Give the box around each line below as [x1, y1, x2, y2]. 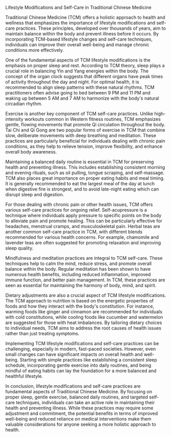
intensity [5, 116, 24, 122]
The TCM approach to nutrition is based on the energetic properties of [5, 298, 154, 303]
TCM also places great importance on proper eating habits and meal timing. [5, 175, 165, 181]
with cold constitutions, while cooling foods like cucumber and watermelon [5, 314, 163, 320]
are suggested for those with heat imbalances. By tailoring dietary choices [5, 319, 162, 326]
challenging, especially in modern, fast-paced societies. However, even [5, 346, 156, 352]
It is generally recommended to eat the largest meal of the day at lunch [5, 181, 155, 186]
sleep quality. [5, 245, 34, 251]
